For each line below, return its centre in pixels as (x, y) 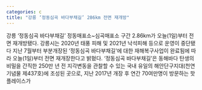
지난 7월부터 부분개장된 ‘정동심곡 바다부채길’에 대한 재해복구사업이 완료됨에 (101, 50)
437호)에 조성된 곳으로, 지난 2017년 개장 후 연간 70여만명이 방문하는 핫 (111, 73)
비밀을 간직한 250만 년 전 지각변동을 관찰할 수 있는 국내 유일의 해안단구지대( (96, 66)
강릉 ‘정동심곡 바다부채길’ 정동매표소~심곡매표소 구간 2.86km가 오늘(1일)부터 (97, 35)
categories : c (24, 12)
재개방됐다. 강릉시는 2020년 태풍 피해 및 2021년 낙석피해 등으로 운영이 (96, 43)
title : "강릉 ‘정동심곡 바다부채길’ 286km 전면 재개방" (68, 18)
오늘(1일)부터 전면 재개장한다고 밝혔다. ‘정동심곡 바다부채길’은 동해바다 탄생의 (103, 58)
